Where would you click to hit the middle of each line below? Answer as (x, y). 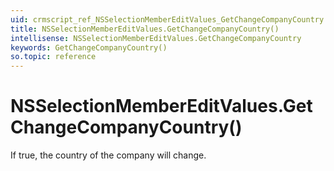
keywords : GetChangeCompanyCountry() (89, 47)
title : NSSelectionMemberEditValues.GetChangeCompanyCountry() (145, 29)
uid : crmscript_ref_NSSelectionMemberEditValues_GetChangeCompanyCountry (167, 19)
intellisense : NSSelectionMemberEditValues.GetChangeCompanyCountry (156, 38)
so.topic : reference (53, 57)
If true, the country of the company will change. (108, 155)
